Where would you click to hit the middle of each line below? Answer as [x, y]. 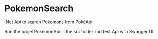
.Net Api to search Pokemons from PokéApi [48, 22]
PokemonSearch [39, 9]
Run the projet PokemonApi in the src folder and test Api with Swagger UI [79, 31]
